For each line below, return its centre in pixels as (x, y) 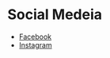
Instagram (35, 44)
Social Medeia (55, 15)
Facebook (35, 37)
